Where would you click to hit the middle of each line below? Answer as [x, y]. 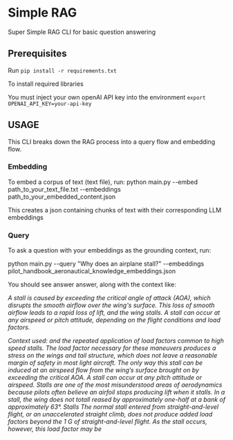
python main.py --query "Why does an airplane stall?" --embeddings [106, 264]
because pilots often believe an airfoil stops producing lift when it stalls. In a [116, 392]
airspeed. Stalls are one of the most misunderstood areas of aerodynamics [115, 385]
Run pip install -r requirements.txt [62, 70]
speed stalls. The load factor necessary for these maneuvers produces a [112, 348]
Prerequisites [37, 54]
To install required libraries [46, 84]
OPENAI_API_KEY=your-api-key [50, 104]
